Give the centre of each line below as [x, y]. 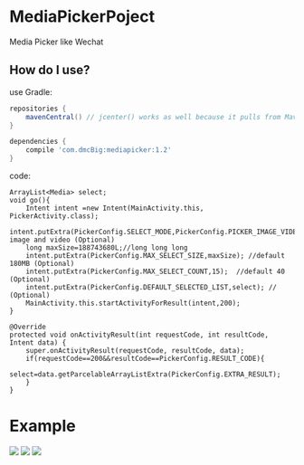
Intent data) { [38, 343]
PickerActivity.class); [54, 216]
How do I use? [50, 70]
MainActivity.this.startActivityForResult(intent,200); [133, 303]
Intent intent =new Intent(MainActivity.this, [115, 208]
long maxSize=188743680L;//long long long [107, 248]
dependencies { [38, 142]
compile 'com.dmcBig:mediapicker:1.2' [99, 150]
